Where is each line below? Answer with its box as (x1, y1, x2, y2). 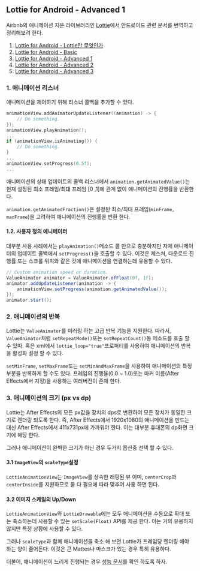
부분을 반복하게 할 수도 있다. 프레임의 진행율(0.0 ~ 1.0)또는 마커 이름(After (6, 370, 180, 377)
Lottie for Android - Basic (14, 48, 78, 56)
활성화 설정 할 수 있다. (12, 350, 64, 357)
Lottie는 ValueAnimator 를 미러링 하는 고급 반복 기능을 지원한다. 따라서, (6, 327, 172, 335)
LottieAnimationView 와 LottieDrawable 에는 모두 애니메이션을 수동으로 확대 (6, 510, 184, 518)
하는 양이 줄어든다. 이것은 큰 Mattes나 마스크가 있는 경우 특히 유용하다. (6, 545, 172, 552)
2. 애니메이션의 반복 (6, 312, 60, 321)
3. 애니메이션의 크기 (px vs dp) (6, 394, 92, 402)
